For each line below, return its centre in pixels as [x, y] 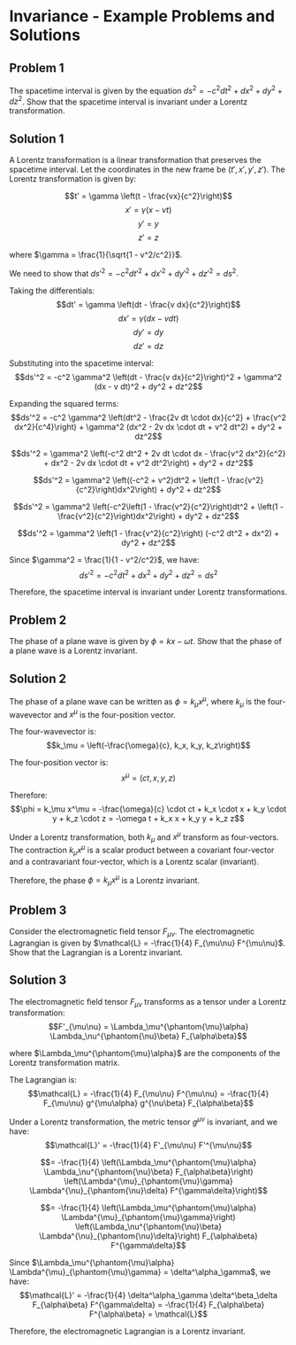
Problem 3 [38, 910]
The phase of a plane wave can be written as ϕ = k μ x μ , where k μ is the [138, 702]
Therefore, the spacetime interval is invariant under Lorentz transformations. [148, 592]
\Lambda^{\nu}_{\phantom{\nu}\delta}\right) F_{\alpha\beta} [148, 1236]
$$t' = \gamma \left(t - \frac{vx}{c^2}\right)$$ [148, 196]
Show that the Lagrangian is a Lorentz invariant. [96, 952]
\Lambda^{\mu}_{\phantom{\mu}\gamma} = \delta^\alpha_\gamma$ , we [140, 1272]
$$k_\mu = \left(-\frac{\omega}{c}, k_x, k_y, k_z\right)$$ [148, 745]
